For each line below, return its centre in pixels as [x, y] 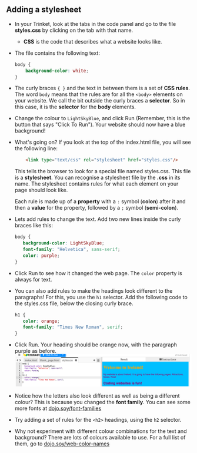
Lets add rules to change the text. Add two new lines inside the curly [98, 219]
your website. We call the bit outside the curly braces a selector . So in [100, 101]
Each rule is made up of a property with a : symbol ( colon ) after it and [100, 201]
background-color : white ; [57, 71]
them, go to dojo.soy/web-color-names [62, 444]
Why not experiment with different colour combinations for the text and [101, 431]
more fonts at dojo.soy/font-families [58, 408]
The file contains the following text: [57, 53]
